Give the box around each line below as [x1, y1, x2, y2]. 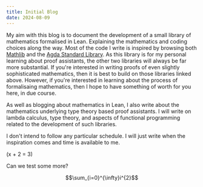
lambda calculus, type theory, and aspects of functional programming [6, 114, 181, 121]
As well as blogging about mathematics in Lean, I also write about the [6, 101, 180, 108]
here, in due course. [6, 89, 56, 97]
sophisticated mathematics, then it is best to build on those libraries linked [6, 70, 191, 77]
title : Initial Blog [6, 8, 59, 15]
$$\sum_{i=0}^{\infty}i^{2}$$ [65, 174, 138, 181]
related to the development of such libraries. [6, 120, 117, 127]
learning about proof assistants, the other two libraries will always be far [6, 57, 187, 64]
